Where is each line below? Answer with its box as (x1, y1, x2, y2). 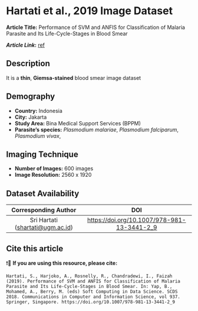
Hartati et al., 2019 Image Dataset (6, 4, 173, 18)
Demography (6, 92, 55, 102)
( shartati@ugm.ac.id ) (14, 223, 74, 232)
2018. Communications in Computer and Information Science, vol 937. (6, 294, 181, 300)
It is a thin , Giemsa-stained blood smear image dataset (6, 74, 141, 81)
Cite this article (6, 244, 64, 254)
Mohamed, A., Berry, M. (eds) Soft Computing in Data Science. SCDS (6, 289, 178, 294)
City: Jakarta (14, 114, 47, 121)
